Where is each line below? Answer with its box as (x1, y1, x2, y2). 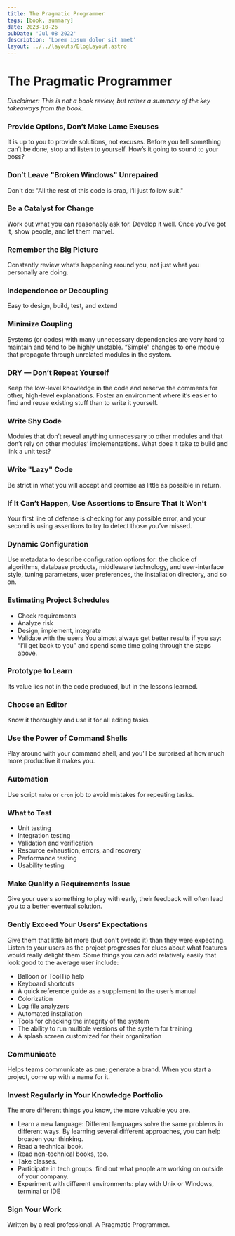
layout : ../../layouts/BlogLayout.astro (7, 43, 128, 50)
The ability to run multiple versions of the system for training (17, 1024, 192, 1033)
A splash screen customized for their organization (17, 1031, 162, 1040)
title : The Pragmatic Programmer (7, 10, 105, 18)
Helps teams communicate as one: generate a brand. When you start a (7, 1065, 212, 1073)
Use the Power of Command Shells (7, 733, 128, 743)
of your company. (17, 1172, 69, 1180)
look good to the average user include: (7, 958, 119, 967)
